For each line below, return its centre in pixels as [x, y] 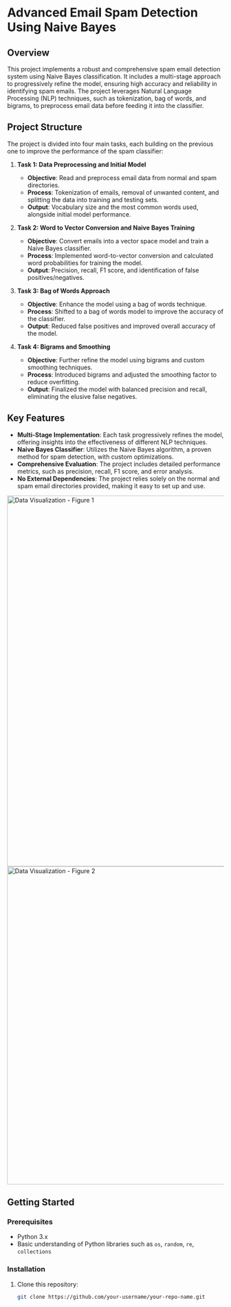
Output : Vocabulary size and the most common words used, [113, 207]
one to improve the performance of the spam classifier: [85, 151]
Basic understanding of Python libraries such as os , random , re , [106, 1244]
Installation [26, 1269]
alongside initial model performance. [79, 214]
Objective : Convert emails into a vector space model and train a [118, 241]
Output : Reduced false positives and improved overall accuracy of [121, 326]
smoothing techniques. [60, 367]
